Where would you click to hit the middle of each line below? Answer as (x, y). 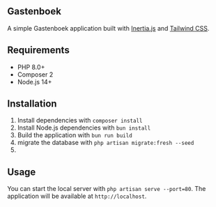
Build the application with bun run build (75, 135)
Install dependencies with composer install (80, 121)
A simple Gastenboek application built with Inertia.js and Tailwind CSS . (108, 28)
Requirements (38, 51)
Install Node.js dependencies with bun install (84, 128)
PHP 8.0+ (31, 67)
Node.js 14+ (34, 82)
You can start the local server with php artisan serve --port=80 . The (107, 189)
